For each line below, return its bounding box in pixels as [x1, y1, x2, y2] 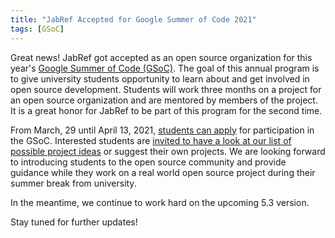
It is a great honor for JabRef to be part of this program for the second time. [10, 104, 323, 116]
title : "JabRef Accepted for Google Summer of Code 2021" [10, 14, 257, 25]
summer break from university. [10, 177, 137, 189]
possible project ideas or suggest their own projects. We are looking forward [10, 145, 326, 157]
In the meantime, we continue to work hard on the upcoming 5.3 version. [10, 196, 310, 208]
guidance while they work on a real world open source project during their [10, 166, 316, 178]
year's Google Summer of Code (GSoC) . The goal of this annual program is [10, 62, 320, 74]
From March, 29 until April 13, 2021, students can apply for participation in [10, 124, 315, 136]
